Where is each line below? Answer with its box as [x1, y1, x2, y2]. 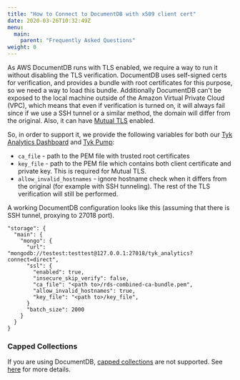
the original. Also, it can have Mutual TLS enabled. [7, 116, 156, 125]
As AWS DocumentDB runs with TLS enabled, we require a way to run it [7, 64, 218, 71]
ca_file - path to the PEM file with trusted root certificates [17, 151, 191, 160]
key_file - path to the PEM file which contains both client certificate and [17, 159, 231, 168]
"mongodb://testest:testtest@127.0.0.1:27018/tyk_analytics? [7, 250, 194, 257]
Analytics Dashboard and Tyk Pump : [7, 138, 115, 146]
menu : [7, 24, 24, 31]
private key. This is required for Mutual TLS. [17, 167, 147, 175]
